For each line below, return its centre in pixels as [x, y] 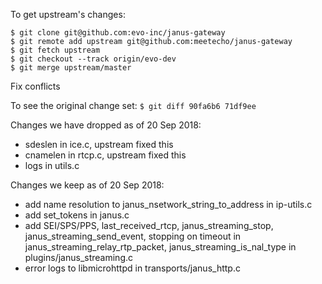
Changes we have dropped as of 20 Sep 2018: [106, 125]
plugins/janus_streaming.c [79, 257]
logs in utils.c [52, 165]
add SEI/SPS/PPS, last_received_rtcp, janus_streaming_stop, [149, 225]
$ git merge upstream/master [71, 68]
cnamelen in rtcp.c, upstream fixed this [105, 155]
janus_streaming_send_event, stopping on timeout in [133, 236]
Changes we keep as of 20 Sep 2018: [87, 185]
